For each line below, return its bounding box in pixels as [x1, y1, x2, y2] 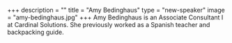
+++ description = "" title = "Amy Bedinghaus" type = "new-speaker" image [7, 6, 225, 14]
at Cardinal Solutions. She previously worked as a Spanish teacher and [7, 21, 210, 28]
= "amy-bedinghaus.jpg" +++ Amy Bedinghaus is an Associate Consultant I [7, 13, 224, 21]
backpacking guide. [7, 28, 64, 36]
